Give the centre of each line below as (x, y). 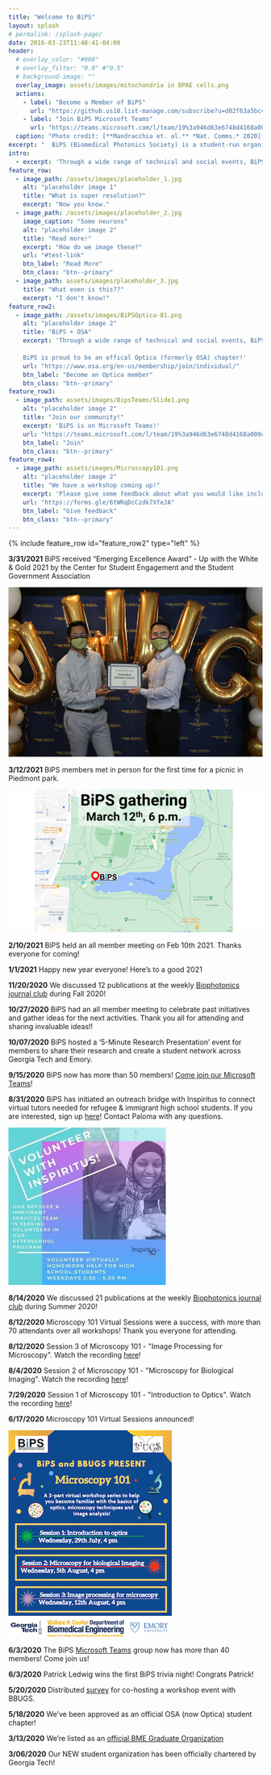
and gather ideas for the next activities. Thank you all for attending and (126, 1018)
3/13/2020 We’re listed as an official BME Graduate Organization (116, 1739)
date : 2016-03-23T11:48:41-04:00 (65, 43)
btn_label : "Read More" (63, 264)
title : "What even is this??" (74, 289)
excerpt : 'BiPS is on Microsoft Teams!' (92, 425)
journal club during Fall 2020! (57, 994)
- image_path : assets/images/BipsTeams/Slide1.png (102, 400)
